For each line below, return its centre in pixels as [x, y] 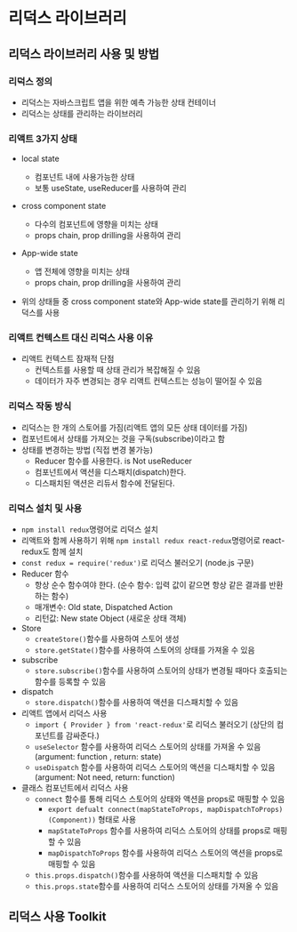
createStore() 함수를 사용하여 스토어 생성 [107, 639]
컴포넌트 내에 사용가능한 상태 [84, 177]
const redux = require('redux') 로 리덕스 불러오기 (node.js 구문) [137, 563]
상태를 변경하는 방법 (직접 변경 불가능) [87, 449]
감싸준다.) [82, 735]
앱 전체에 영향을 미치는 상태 [82, 271]
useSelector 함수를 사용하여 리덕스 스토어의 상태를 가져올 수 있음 [148, 747]
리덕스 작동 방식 [40, 406]
